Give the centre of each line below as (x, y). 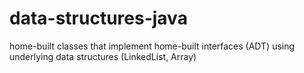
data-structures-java (98, 18)
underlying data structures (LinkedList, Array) (103, 56)
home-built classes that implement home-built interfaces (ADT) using (152, 46)
